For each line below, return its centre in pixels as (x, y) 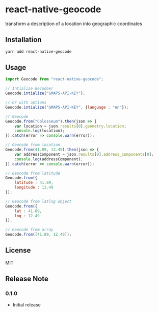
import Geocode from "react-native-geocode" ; (54, 79)
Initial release (27, 305)
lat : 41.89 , (28, 211)
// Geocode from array (29, 230)
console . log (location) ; (40, 131)
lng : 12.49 (27, 216)
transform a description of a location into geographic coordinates (74, 24)
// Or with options (26, 103)
